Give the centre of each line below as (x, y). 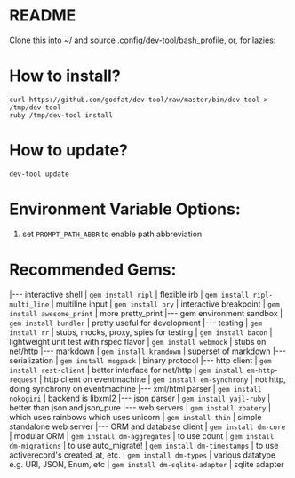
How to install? (65, 76)
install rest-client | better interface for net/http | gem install (126, 370)
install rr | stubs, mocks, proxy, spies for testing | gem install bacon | (141, 332)
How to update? (69, 151)
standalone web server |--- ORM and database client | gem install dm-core (147, 426)
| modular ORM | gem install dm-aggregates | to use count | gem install (142, 435)
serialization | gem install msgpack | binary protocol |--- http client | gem (140, 360)
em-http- (263, 370)
